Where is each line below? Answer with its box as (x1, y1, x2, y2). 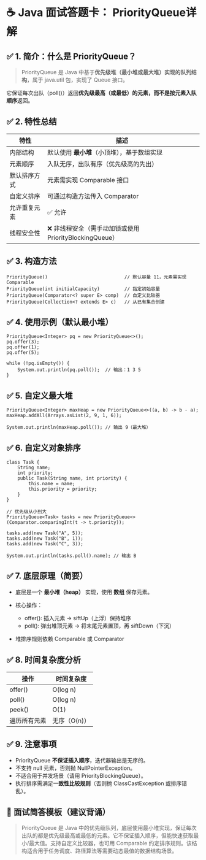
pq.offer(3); (6, 339, 40, 345)
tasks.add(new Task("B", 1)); (6, 536, 84, 542)
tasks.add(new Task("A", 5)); (6, 530, 84, 537)
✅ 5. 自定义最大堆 (6, 390, 73, 401)
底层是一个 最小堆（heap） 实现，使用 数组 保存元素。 (15, 588, 153, 596)
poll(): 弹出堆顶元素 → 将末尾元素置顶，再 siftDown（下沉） (24, 622, 175, 629)
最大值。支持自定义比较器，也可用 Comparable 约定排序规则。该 (28, 840, 192, 847)
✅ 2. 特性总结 (6, 117, 57, 127)
